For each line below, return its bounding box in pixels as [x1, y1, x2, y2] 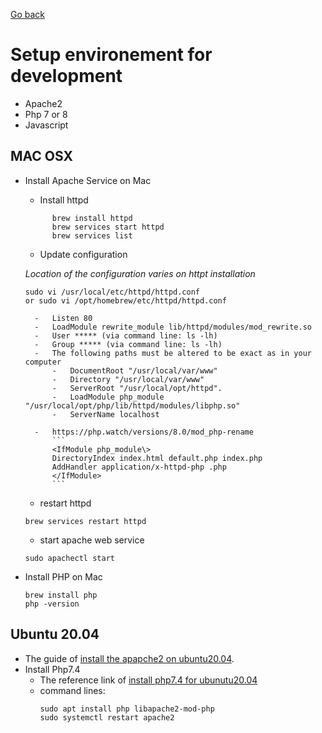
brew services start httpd [51, 222, 165, 232]
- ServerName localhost [51, 409, 160, 419]
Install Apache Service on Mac [24, 174, 152, 186]
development [10, 65, 123, 88]
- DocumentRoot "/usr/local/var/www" [51, 365, 218, 376]
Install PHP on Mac [24, 570, 103, 583]
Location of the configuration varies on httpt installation [24, 267, 256, 279]
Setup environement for [10, 44, 213, 66]
